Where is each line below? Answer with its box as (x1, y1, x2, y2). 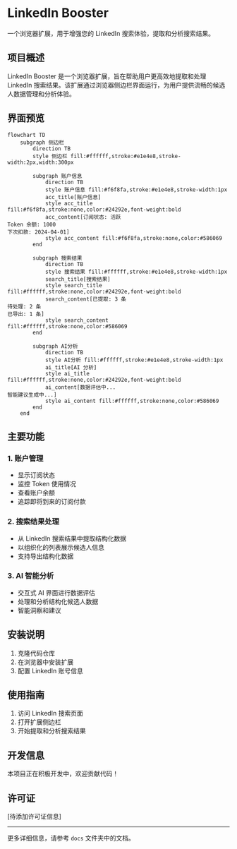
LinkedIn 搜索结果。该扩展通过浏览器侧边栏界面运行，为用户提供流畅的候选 (7, 80, 226, 89)
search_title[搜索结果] (44, 275, 111, 283)
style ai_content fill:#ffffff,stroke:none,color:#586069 (44, 397, 219, 404)
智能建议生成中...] (7, 391, 57, 398)
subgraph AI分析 (32, 342, 78, 350)
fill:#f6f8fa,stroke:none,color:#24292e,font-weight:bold (7, 206, 181, 213)
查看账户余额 (17, 488, 55, 497)
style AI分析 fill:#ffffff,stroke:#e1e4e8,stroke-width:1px (44, 356, 224, 363)
